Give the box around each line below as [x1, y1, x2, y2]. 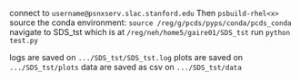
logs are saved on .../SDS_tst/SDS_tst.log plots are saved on [9, 52, 244, 62]
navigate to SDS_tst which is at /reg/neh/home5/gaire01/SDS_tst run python [9, 27, 291, 37]
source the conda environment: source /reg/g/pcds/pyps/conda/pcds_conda [9, 17, 292, 28]
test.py [9, 36, 39, 45]
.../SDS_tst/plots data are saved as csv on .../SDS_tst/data [9, 62, 243, 72]
